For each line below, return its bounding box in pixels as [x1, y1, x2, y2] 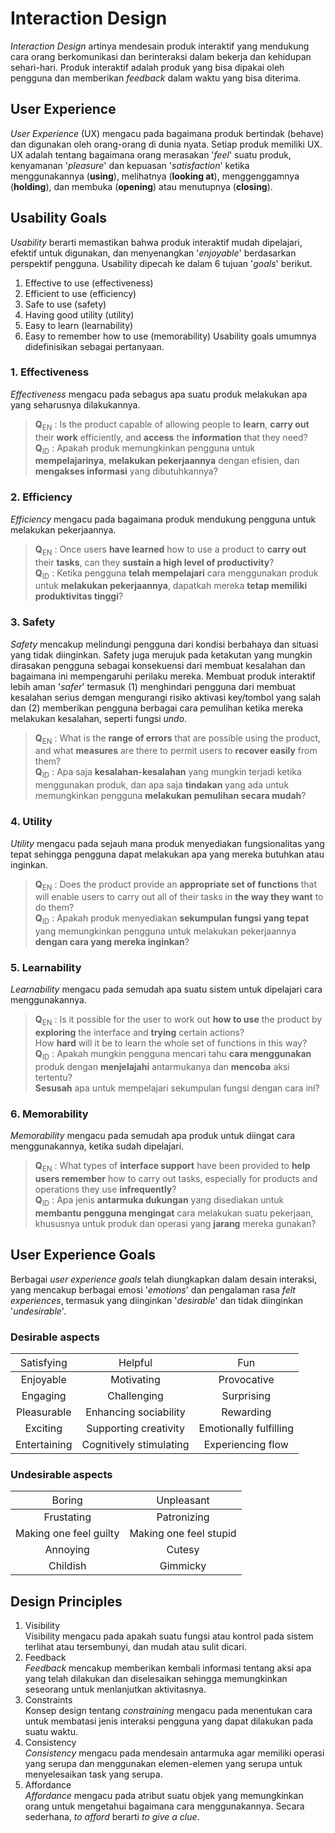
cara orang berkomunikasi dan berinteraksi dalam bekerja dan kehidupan [10, 50, 312, 62]
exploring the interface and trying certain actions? [34, 1027, 245, 1039]
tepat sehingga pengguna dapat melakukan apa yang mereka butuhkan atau [10, 848, 325, 860]
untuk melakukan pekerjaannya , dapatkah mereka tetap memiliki [34, 580, 308, 592]
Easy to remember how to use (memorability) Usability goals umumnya [24, 330, 317, 342]
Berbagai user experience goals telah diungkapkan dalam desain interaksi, [10, 1273, 318, 1285]
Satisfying [19, 1356, 68, 1370]
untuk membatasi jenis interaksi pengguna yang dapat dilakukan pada [24, 1715, 314, 1727]
